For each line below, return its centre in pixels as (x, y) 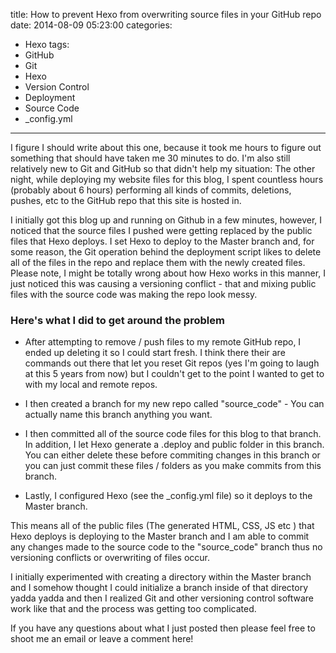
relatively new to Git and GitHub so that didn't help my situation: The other (163, 168)
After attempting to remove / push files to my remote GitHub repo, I (163, 342)
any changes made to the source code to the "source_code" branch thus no (166, 547)
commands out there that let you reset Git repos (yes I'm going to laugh (172, 363)
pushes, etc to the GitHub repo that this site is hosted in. (126, 200)
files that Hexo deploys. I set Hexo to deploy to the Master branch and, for (162, 241)
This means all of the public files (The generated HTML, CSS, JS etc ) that (162, 526)
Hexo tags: (47, 44)
